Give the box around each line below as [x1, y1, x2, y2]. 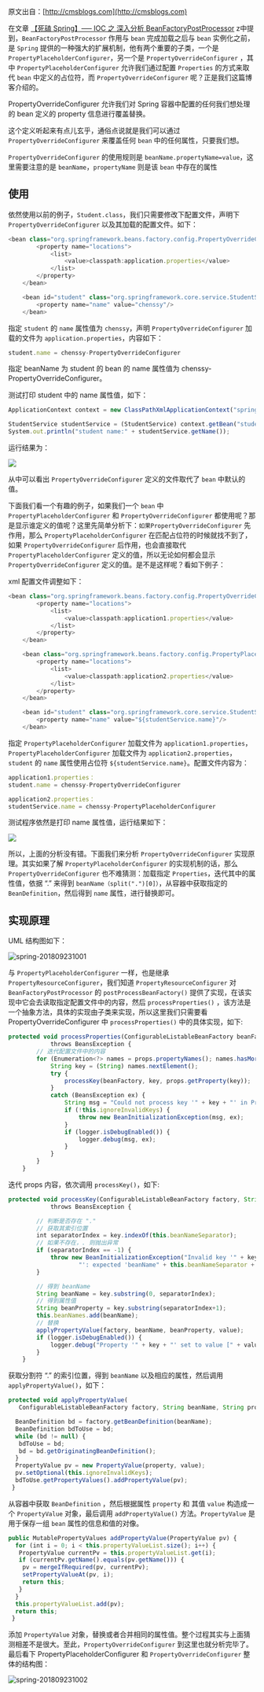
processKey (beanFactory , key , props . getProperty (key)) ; [64, 1077, 251, 1085]
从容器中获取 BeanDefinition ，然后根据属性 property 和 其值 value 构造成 [8, 1498, 247, 1508]
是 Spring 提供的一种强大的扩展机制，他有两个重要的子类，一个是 [8, 43, 219, 53]
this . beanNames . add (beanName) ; [36, 1312, 139, 1320]
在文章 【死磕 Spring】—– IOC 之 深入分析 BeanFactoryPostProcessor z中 [8, 24, 247, 33]
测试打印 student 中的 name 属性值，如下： [8, 390, 148, 400]
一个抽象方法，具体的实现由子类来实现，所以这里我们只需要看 [8, 1008, 208, 1017]
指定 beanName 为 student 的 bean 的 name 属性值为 [8, 364, 180, 374]
